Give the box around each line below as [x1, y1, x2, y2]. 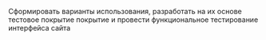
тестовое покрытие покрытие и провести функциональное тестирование [8, 15, 259, 24]
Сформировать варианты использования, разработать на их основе [8, 7, 242, 16]
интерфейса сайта [8, 24, 71, 32]
